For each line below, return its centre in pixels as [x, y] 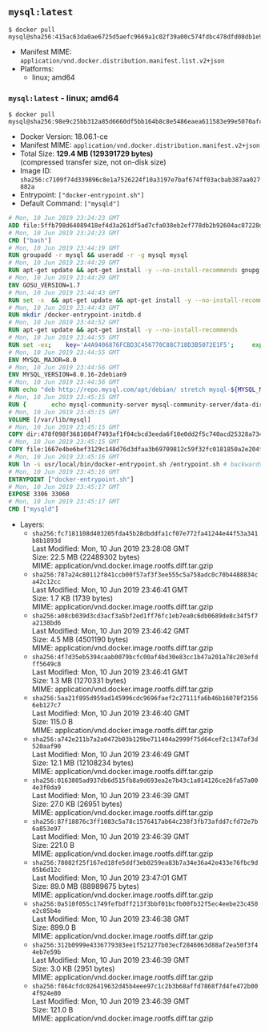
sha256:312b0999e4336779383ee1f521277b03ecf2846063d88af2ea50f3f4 [145, 945]
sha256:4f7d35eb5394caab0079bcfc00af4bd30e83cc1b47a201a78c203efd [145, 658]
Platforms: [37, 68]
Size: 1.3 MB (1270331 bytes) [79, 681]
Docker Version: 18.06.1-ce [64, 137]
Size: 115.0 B [52, 722]
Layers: [32, 524]
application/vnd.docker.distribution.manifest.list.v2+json [122, 61]
